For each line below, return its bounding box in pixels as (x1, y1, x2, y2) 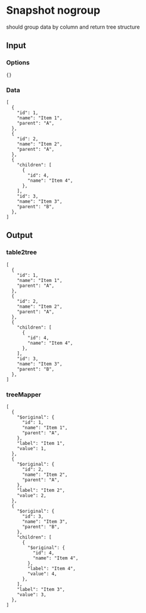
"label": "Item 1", (17, 440, 66, 446)
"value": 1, (17, 445, 46, 451)
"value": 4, (27, 571, 58, 577)
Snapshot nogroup (6, 4, 101, 17)
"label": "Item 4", (27, 565, 76, 571)
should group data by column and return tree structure (6, 23, 140, 30)
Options (6, 58, 30, 67)
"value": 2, (17, 493, 46, 499)
